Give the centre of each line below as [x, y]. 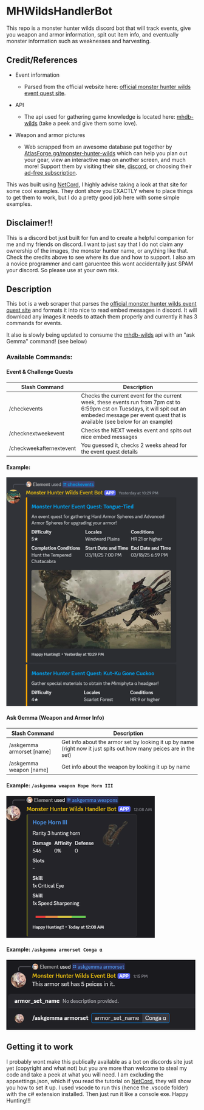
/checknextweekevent [37, 433]
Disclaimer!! [30, 223]
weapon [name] [29, 770]
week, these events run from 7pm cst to [131, 402]
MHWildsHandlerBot [59, 11]
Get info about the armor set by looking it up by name [128, 742]
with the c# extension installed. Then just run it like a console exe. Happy [97, 1094]
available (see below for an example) [127, 422]
